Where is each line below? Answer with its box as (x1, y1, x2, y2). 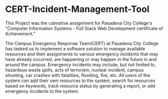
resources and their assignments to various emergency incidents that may (5, 51, 158, 57)
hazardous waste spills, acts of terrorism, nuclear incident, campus (5, 66, 144, 73)
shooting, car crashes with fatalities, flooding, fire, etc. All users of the (5, 72, 150, 78)
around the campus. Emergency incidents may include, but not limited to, (5, 61, 156, 67)
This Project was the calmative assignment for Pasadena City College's (5, 20, 152, 26)
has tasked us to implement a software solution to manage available (5, 45, 145, 51)
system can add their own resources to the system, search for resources (5, 77, 155, 83)
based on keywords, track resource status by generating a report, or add (5, 82, 155, 88)
